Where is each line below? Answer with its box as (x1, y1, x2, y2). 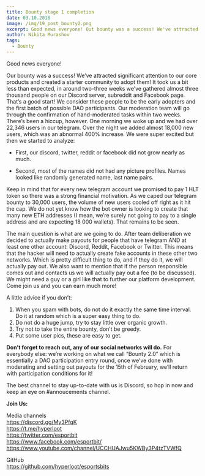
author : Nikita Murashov (6, 32, 70, 38)
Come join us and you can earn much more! (6, 282, 117, 289)
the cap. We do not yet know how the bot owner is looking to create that (6, 205, 188, 212)
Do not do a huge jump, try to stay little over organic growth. (15, 319, 168, 326)
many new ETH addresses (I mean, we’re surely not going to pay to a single (6, 211, 197, 219)
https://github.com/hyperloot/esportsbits (6, 463, 110, 470)
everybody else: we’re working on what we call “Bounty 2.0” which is (6, 350, 181, 357)
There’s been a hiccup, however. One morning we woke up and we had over (6, 117, 198, 124)
